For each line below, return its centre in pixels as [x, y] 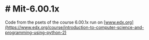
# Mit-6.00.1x [32, 9]
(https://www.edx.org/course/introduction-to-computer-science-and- [74, 27]
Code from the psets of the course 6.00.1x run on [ [55, 22]
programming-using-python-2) [36, 32]
